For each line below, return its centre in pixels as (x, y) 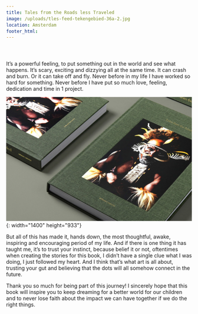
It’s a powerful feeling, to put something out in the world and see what (91, 64)
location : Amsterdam (32, 25)
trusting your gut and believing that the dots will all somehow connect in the (98, 268)
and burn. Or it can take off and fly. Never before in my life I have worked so (98, 76)
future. (14, 274)
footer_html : (22, 31)
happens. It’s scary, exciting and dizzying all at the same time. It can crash (96, 70)
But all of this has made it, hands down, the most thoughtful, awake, (88, 237)
